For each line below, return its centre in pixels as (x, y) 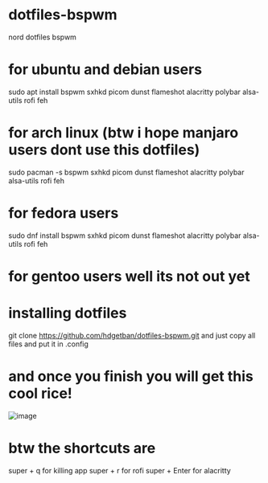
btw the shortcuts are (82, 448)
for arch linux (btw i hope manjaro (124, 133)
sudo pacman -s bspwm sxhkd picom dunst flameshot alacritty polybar (126, 172)
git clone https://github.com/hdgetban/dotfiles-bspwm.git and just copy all (132, 335)
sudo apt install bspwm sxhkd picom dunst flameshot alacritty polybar (125, 92)
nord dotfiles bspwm (42, 37)
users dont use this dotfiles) (104, 150)
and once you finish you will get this (131, 377)
